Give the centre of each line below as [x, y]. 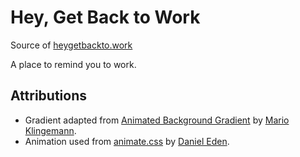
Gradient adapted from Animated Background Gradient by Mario [157, 120]
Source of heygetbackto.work [71, 45]
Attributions [49, 96]
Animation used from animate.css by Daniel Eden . [127, 141]
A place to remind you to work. [73, 64]
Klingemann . [50, 130]
